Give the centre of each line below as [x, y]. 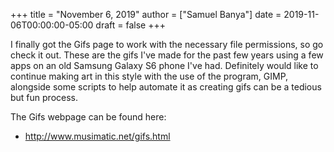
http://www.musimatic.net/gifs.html [97, 136]
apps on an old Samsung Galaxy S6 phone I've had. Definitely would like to [164, 65]
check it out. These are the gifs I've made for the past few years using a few [167, 55]
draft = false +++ [130, 25]
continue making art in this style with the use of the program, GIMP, [149, 76]
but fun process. [44, 97]
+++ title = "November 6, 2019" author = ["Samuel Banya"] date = [146, 14]
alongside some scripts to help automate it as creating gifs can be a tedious [166, 87]
